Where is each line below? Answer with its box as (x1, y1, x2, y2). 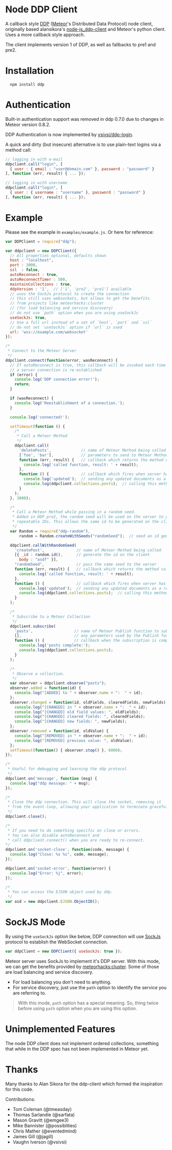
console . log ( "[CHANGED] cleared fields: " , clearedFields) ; (14, 714, 145, 719)
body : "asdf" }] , (18, 557, 58, 562)
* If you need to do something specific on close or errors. (7, 828, 141, 833)
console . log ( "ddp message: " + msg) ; (10, 781, 91, 786)
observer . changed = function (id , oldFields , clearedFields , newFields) (10, 700, 166, 705)
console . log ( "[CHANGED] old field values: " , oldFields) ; (14, 709, 141, 715)
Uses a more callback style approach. (5, 31, 85, 38)
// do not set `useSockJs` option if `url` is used (10, 325, 123, 330)
